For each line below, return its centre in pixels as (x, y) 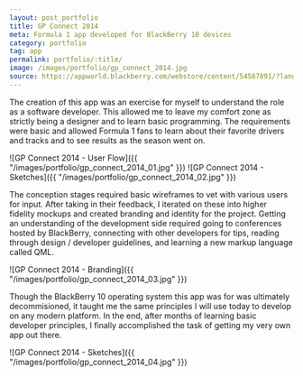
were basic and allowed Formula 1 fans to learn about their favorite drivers (147, 131)
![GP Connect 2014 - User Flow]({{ (73, 158)
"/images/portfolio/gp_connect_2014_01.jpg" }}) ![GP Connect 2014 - (137, 167)
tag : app (26, 51)
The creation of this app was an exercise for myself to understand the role (147, 102)
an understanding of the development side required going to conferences (146, 223)
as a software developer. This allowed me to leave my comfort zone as (140, 111)
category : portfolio (48, 43)
